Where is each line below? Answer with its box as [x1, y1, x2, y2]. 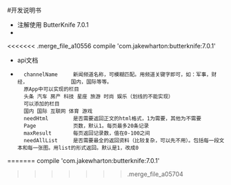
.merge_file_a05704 [127, 170, 184, 178]
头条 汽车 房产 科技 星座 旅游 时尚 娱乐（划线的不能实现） [23, 93, 174, 100]
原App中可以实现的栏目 [23, 86, 79, 92]
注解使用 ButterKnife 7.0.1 [17, 21, 89, 29]
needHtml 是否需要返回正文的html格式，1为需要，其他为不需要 [23, 115, 202, 122]
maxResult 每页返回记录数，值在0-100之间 [23, 130, 150, 137]
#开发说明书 [7, 6, 41, 14]
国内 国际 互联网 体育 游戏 [23, 108, 93, 115]
